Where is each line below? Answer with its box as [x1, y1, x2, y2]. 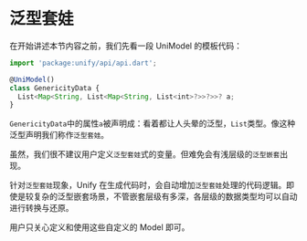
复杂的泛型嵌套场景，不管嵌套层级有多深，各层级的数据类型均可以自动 [33, 191, 298, 202]
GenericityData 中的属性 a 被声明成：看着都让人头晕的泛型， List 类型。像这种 [9, 118, 296, 129]
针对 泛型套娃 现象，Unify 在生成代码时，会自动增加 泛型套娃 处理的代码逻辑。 [9, 180, 287, 191]
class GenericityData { [9, 83, 101, 92]
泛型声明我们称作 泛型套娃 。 [9, 130, 110, 141]
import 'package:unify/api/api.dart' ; [9, 58, 157, 68]
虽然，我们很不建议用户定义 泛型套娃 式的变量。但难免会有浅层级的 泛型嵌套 [9, 149, 281, 160]
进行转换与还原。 [9, 203, 74, 214]
